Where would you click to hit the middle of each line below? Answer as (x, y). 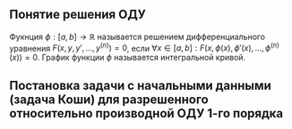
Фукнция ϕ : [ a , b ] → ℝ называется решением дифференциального (137, 36)
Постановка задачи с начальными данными (140, 85)
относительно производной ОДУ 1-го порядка (146, 113)
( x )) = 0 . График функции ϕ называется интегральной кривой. (128, 58)
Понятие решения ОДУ (77, 15)
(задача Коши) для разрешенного (109, 99)
